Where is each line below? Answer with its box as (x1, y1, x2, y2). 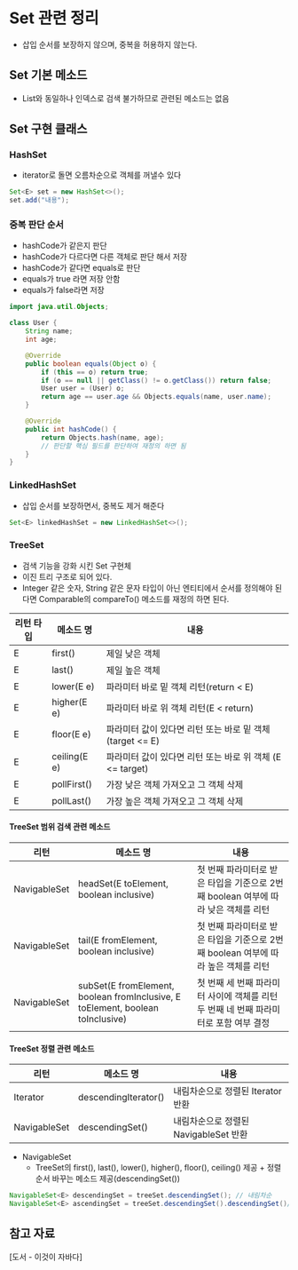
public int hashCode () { (25, 425, 117, 433)
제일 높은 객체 (106, 663, 161, 676)
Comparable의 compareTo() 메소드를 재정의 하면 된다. (38, 593, 230, 604)
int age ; (25, 335, 58, 345)
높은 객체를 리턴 (207, 960, 271, 972)
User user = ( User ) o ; (41, 384, 125, 393)
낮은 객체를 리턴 (207, 903, 271, 916)
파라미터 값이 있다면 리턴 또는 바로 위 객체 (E (106, 750, 282, 763)
